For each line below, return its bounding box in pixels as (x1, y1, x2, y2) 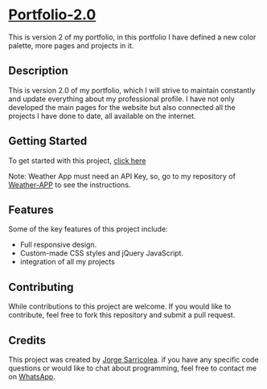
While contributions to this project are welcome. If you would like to (8, 301, 232, 311)
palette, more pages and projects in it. (8, 40, 134, 50)
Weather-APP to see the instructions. (8, 179, 131, 190)
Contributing (8, 280, 74, 294)
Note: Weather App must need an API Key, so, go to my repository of (8, 171, 236, 181)
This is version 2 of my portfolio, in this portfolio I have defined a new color (8, 32, 257, 42)
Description (8, 64, 68, 78)
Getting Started (8, 134, 88, 148)
